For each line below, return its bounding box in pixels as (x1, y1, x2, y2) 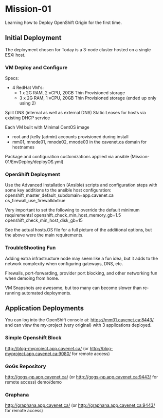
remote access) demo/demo (5, 379, 62, 385)
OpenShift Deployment (5, 171, 60, 178)
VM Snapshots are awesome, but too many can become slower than (5, 285, 142, 291)
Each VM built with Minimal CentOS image (5, 125, 90, 130)
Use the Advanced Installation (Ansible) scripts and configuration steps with (5, 182, 158, 188)
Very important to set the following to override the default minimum (5, 207, 140, 213)
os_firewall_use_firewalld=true (5, 198, 66, 204)
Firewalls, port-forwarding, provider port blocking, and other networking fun (5, 270, 158, 276)
